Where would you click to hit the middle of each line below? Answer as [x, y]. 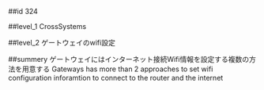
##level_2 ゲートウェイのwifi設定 [62, 43]
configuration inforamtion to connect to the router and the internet [116, 78]
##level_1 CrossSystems [47, 26]
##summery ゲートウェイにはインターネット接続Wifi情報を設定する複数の [129, 59]
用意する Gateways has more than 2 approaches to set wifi [117, 69]
